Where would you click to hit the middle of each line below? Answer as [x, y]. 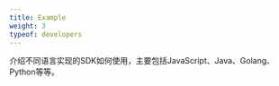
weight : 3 [28, 26]
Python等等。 [35, 72]
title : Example [38, 17]
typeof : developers [46, 34]
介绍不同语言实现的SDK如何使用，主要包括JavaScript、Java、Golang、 [142, 61]
